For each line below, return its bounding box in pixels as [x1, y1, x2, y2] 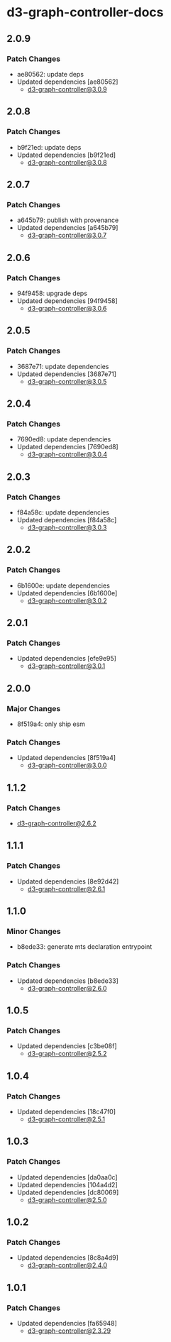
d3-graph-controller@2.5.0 [27, 1195, 107, 1204]
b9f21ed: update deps [16, 143, 82, 151]
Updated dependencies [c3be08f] [16, 1042, 118, 1050]
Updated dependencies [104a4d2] [16, 1180, 118, 1189]
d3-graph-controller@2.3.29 [27, 1326, 111, 1335]
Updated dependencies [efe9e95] [16, 654, 116, 663]
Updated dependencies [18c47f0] [16, 1108, 116, 1116]
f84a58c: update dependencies [16, 508, 109, 517]
